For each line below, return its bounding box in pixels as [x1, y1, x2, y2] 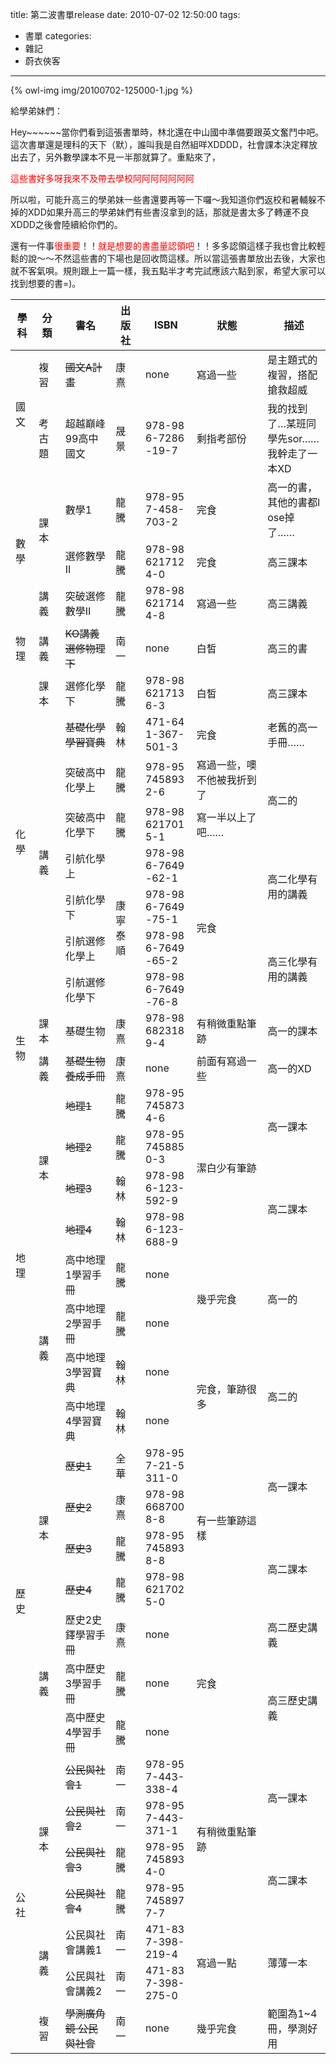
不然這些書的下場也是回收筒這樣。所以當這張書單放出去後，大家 [53, 253, 317, 264]
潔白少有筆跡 [196, 1161, 257, 1175]
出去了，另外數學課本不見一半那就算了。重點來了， [10, 151, 221, 163]
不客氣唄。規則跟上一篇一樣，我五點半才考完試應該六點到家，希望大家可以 [18, 265, 326, 277]
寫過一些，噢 [196, 758, 257, 772]
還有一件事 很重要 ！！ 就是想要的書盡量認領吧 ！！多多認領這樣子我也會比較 [10, 240, 317, 252]
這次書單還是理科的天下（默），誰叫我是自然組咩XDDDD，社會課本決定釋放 [10, 139, 318, 150]
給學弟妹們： [10, 105, 63, 117]
